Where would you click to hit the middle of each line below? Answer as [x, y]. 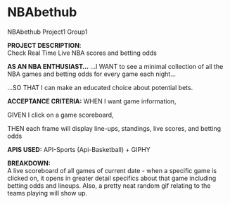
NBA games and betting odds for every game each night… [91, 74]
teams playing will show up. [47, 193]
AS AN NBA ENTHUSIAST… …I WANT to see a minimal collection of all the [115, 66]
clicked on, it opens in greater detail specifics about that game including [112, 178]
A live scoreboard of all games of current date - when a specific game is [112, 170]
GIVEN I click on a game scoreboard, [60, 115]
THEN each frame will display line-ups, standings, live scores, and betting [114, 128]
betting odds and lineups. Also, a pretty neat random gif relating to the [109, 185]
